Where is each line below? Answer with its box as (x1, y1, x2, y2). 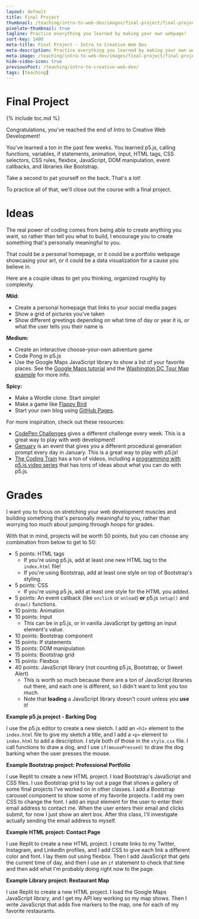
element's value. (23, 626, 64, 633)
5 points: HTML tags (14, 550, 65, 557)
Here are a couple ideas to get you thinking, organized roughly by (6, 274, 166, 282)
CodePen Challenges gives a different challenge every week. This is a (14, 430, 185, 437)
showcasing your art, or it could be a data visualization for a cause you (6, 257, 179, 264)
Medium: (6, 334, 29, 342)
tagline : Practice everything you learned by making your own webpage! (6, 31, 187, 37)
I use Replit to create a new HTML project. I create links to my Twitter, (6, 840, 176, 847)
